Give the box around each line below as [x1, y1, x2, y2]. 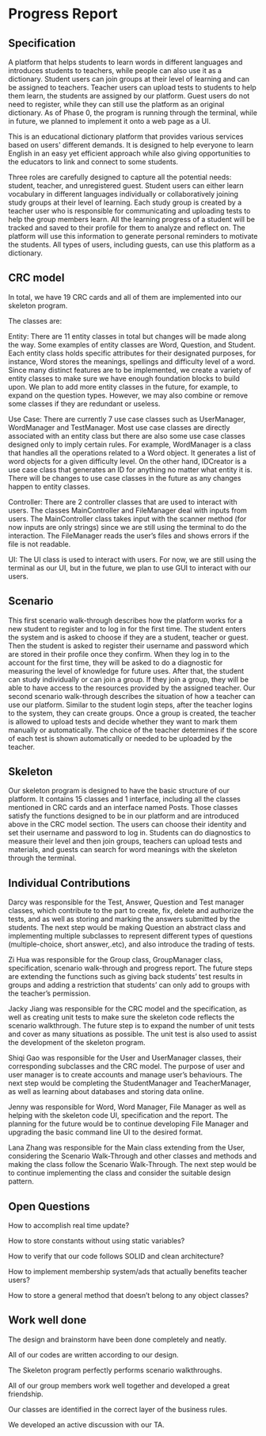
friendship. [8, 1389, 44, 1399]
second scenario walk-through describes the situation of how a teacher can [8, 691, 256, 701]
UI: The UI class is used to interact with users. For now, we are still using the [8, 555, 256, 564]
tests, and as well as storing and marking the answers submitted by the [8, 914, 241, 924]
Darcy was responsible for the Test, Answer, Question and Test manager [8, 897, 245, 907]
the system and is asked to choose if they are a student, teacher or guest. [8, 632, 249, 642]
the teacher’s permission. [8, 989, 91, 998]
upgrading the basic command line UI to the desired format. [8, 1127, 203, 1137]
